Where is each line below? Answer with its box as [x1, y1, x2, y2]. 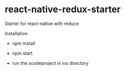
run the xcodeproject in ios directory [12, 60, 89, 66]
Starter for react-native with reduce [5, 20, 79, 27]
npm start [12, 50, 33, 56]
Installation [5, 30, 28, 36]
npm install [12, 40, 36, 46]
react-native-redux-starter [5, 4, 121, 15]
